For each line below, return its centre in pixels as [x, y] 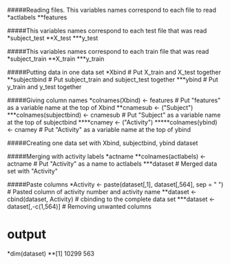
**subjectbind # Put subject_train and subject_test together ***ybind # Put [113, 79]
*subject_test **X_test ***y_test [53, 38]
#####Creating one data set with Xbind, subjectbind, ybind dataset [103, 143]
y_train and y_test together [44, 87]
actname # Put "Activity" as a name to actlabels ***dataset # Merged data [112, 164]
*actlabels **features [37, 17]
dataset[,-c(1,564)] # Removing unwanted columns [79, 206]
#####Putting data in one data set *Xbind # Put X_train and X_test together [114, 72]
